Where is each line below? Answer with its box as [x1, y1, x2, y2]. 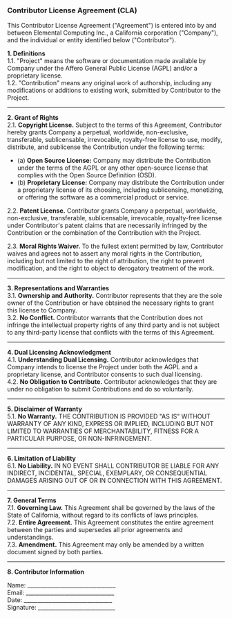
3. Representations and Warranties [7, 284, 109, 292]
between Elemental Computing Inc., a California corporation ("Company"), [7, 28, 219, 37]
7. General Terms [7, 496, 57, 504]
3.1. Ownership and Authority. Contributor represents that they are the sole [7, 292, 222, 300]
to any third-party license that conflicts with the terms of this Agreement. [7, 328, 215, 337]
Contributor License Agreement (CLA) [7, 6, 137, 15]
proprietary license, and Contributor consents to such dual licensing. [7, 370, 202, 379]
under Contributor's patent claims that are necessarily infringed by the [7, 221, 208, 230]
